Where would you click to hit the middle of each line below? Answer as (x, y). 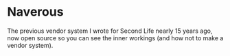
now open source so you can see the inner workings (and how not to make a (115, 38)
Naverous (35, 12)
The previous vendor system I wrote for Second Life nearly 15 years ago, (110, 31)
